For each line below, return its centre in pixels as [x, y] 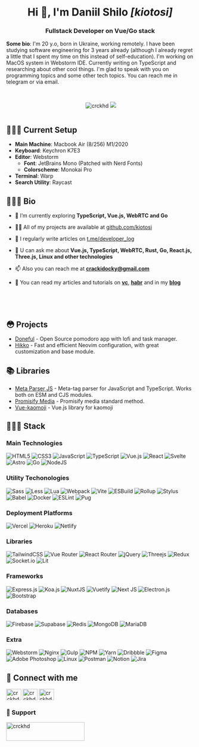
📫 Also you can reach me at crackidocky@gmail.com [82, 269]
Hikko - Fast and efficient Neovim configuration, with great [87, 345]
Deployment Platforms [39, 513]
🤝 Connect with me [42, 678]
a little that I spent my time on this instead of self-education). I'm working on [100, 57]
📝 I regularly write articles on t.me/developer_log [74, 239]
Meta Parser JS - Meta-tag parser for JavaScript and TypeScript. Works [103, 388]
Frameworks [25, 576]
